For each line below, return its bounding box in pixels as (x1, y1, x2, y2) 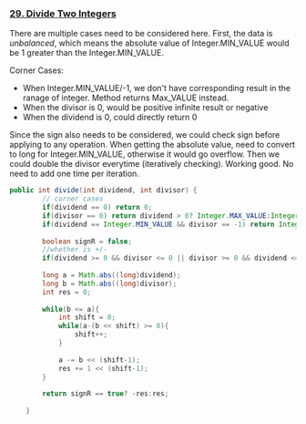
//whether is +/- (42, 245, 107, 254)
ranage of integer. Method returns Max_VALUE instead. (22, 92, 229, 103)
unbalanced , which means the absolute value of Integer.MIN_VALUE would (9, 37, 290, 48)
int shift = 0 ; (57, 313, 117, 322)
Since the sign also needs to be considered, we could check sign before (9, 129, 280, 140)
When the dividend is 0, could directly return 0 (22, 112, 198, 123)
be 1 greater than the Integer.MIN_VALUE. (9, 47, 164, 58)
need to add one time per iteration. (9, 168, 139, 180)
